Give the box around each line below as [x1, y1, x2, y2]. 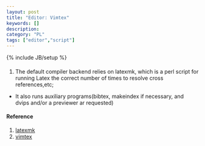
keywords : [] [6, 20, 40, 26]
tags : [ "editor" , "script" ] [6, 37, 75, 43]
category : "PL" [6, 32, 45, 38]
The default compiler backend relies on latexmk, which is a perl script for [15, 68, 199, 75]
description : [6, 26, 40, 32]
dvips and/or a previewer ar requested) [15, 99, 114, 106]
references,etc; [15, 80, 54, 88]
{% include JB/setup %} [6, 54, 67, 61]
